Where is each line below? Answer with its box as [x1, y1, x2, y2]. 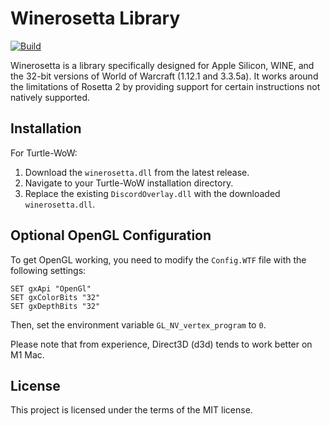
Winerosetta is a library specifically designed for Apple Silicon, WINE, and [10, 59, 315, 71]
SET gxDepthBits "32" [10, 301, 101, 311]
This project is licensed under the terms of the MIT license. [10, 404, 253, 416]
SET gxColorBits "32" [10, 292, 101, 302]
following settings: [10, 264, 87, 276]
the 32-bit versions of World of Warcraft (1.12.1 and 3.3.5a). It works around [10, 70, 319, 82]
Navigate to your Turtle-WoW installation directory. [24, 177, 234, 189]
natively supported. [10, 91, 91, 103]
